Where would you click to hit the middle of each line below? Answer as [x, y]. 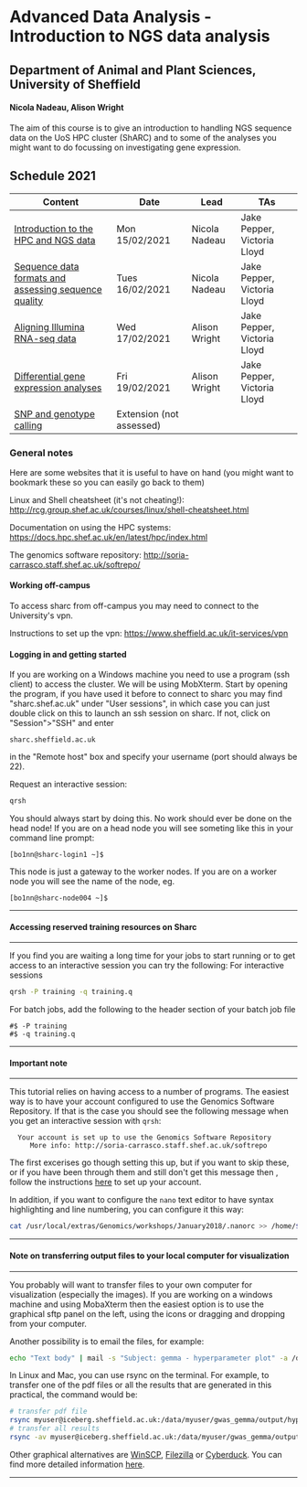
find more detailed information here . [77, 1464]
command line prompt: [52, 838]
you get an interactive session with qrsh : [85, 1121]
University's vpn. [41, 615]
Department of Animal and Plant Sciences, [133, 70]
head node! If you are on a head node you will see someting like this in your [152, 829]
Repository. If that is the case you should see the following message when [149, 1111]
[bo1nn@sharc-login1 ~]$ [57, 855]
